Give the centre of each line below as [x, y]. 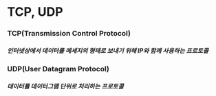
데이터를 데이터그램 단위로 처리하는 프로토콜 [65, 86]
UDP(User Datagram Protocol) [58, 69]
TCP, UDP [35, 12]
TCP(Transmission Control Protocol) [69, 34]
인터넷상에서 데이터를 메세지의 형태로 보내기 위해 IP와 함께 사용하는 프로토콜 [108, 50]
